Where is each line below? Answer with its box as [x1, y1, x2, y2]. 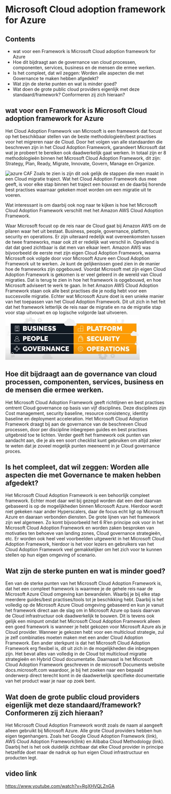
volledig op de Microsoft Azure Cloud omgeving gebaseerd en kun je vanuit [5, 602, 164, 608]
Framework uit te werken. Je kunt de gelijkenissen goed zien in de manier [5, 260, 160, 266]
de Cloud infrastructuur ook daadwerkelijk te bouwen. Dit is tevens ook [5, 613, 155, 619]
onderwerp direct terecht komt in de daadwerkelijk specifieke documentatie [5, 673, 165, 679]
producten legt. [5, 755, 38, 761]
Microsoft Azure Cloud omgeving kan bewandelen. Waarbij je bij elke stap [5, 591, 161, 598]
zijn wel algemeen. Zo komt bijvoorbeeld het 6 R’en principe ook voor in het [5, 519, 164, 526]
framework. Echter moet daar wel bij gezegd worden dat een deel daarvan [5, 498, 162, 504]
